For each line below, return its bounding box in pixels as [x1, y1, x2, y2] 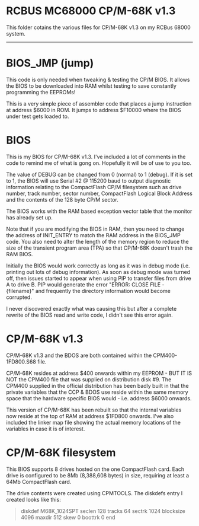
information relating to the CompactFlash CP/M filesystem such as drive [6, 183, 182, 190]
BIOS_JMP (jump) [6, 56, 94, 70]
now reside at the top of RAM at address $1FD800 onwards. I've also [6, 412, 174, 419]
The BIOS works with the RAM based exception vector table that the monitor [6, 208, 192, 215]
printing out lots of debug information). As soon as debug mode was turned [6, 268, 191, 275]
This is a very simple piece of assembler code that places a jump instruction [6, 100, 192, 107]
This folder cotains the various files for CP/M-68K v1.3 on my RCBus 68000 [6, 24, 191, 31]
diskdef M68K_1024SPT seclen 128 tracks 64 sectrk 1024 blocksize [20, 507, 185, 514]
